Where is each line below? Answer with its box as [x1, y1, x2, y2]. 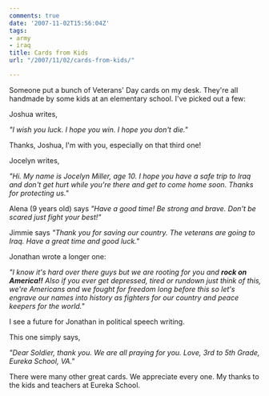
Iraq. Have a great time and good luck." [9, 236, 139, 246]
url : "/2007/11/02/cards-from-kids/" [9, 57, 135, 65]
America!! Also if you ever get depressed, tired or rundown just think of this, [9, 275, 262, 285]
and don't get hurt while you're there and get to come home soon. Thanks [9, 179, 254, 189]
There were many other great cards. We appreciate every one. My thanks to [9, 371, 259, 381]
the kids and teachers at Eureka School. [9, 380, 141, 390]
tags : [9, 26, 27, 34]
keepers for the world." [9, 301, 85, 310]
